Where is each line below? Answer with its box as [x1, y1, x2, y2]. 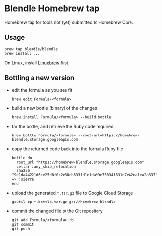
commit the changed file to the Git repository [11, 208, 103, 214]
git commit [11, 222, 34, 227]
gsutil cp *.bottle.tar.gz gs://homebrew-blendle [11, 199, 116, 204]
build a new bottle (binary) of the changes [11, 105, 97, 111]
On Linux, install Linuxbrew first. [4, 60, 70, 66]
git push [11, 226, 30, 231]
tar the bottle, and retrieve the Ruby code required [11, 123, 114, 129]
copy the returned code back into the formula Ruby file [11, 146, 124, 152]
